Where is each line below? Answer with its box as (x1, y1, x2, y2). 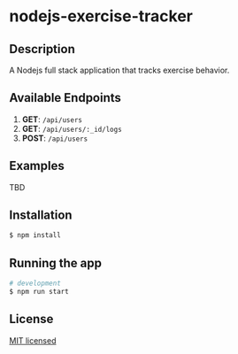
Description (9, 42, 75, 57)
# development (9, 279, 62, 289)
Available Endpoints (9, 90, 122, 105)
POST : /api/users (21, 133, 88, 143)
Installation (9, 208, 73, 223)
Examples (9, 158, 65, 173)
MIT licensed (9, 335, 57, 346)
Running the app (9, 255, 102, 271)
